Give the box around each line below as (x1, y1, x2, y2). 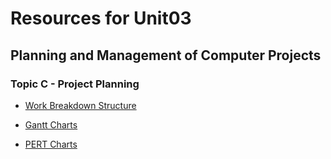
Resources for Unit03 (10, 7, 192, 30)
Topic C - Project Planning (10, 77, 140, 91)
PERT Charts (24, 138, 78, 150)
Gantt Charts (24, 118, 78, 131)
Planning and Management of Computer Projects (10, 47, 322, 64)
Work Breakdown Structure (24, 99, 137, 111)
